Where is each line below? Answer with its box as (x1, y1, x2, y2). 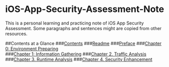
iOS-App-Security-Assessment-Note (5, 3, 164, 15)
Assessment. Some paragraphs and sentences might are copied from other (5, 25, 162, 31)
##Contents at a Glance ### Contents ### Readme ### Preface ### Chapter (5, 40, 162, 46)
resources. (5, 30, 28, 36)
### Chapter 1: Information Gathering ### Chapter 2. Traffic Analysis (5, 51, 147, 57)
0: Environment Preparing (5, 45, 59, 51)
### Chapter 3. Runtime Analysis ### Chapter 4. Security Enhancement (5, 56, 153, 62)
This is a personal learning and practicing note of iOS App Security (5, 20, 144, 26)
